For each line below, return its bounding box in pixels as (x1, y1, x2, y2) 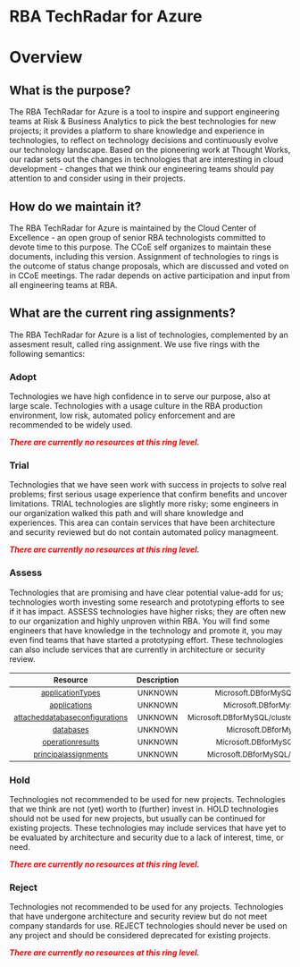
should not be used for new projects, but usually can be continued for (9, 813, 266, 824)
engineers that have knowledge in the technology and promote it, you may (9, 624, 283, 636)
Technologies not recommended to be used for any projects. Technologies (9, 902, 284, 912)
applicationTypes (40, 687, 101, 698)
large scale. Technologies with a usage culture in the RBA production (9, 401, 263, 411)
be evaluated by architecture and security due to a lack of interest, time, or (9, 832, 284, 843)
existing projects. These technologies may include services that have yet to (9, 823, 287, 833)
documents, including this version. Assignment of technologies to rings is (9, 251, 279, 261)
